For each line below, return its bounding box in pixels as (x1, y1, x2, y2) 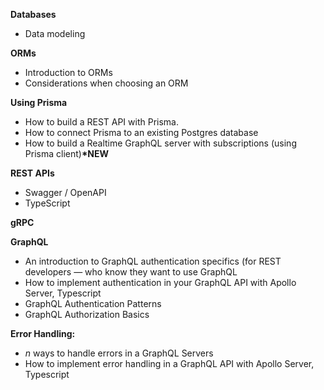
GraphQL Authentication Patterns (24, 298, 162, 309)
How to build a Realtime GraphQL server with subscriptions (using (24, 137, 297, 149)
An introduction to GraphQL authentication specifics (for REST (24, 255, 282, 267)
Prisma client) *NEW (24, 148, 110, 159)
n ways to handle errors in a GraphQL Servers (24, 347, 214, 359)
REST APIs (10, 167, 55, 179)
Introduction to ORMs (24, 67, 113, 78)
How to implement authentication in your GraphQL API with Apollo (24, 277, 297, 288)
